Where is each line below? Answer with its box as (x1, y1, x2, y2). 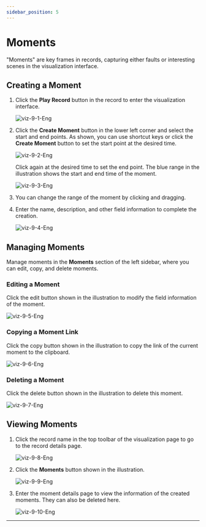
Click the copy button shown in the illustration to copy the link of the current (6, 342, 198, 349)
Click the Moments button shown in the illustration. (15, 466, 145, 473)
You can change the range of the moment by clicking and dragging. (15, 194, 186, 201)
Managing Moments (6, 242, 85, 252)
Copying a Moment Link (6, 328, 78, 337)
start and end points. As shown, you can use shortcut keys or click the (15, 133, 193, 141)
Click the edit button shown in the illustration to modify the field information (6, 294, 197, 302)
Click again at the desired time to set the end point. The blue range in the (15, 163, 200, 171)
